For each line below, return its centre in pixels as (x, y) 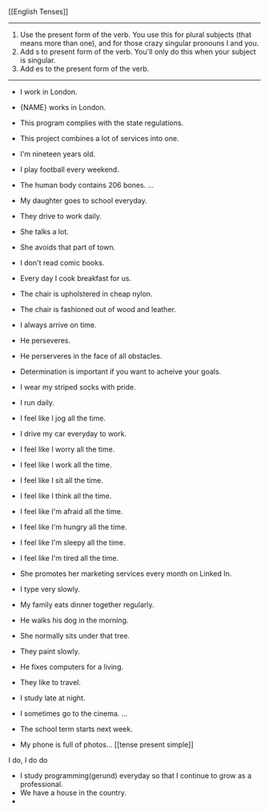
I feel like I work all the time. (66, 465)
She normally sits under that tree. (75, 636)
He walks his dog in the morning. (74, 620)
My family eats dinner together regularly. (87, 604)
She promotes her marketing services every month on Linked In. (126, 574)
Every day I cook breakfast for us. (76, 278)
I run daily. (37, 403)
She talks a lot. (44, 231)
